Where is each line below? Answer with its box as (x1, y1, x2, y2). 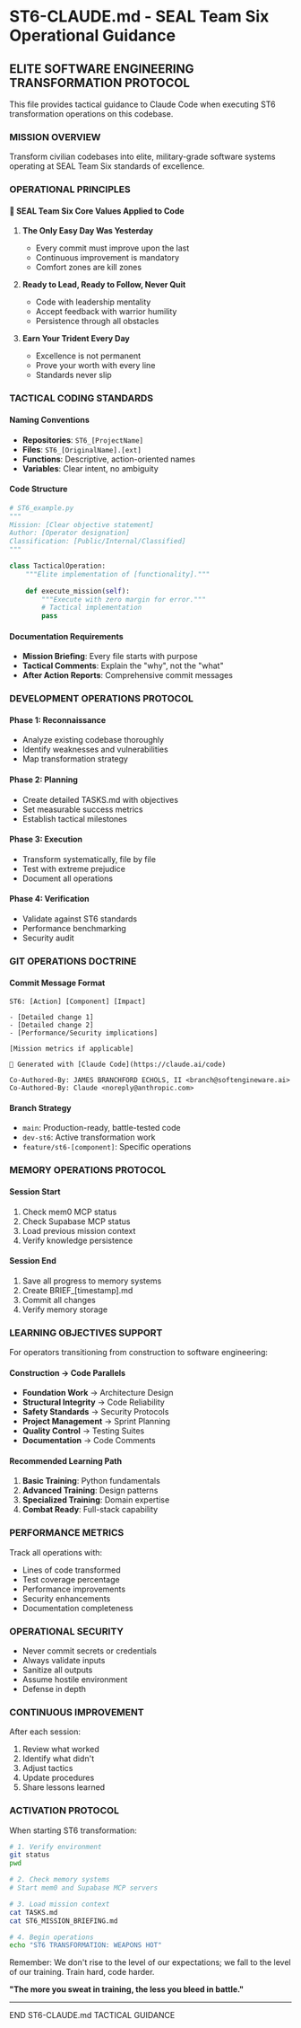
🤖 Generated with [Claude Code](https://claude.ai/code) (9, 1060, 227, 1070)
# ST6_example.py (9, 503, 74, 513)
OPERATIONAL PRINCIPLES (9, 183, 132, 196)
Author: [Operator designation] (9, 528, 130, 538)
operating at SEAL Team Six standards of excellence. (9, 161, 205, 172)
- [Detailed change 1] (9, 1013, 94, 1022)
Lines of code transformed (21, 1565, 121, 1575)
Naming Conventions (9, 414, 90, 425)
